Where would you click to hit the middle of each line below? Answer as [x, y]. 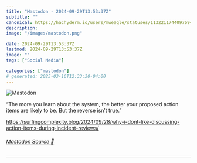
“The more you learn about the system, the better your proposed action [92, 104]
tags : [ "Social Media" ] [35, 60]
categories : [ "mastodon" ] [38, 71]
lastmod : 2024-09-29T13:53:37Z [44, 50]
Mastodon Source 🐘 [30, 141]
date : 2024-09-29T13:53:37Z [40, 44]
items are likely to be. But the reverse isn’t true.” [64, 111]
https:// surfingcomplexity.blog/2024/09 [54, 122]
